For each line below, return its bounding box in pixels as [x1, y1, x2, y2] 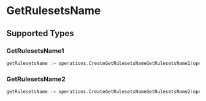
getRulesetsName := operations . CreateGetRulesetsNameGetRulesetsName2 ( [6, 89, 193, 95]
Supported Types [6, 28, 75, 39]
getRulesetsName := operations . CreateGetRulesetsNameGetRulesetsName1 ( [6, 60, 193, 66]
